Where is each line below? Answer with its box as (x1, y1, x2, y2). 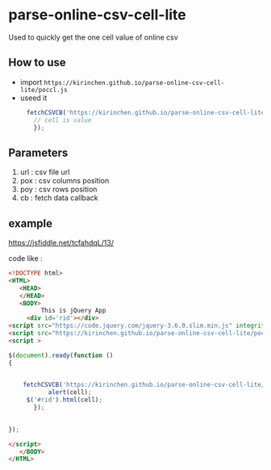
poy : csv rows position (19, 184, 98, 195)
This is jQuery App (40, 307, 106, 315)
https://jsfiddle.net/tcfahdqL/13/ (8, 238, 115, 247)
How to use (8, 56, 66, 69)
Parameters (8, 145, 69, 159)
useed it (19, 93, 48, 103)
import (19, 77, 43, 86)
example (8, 216, 53, 230)
